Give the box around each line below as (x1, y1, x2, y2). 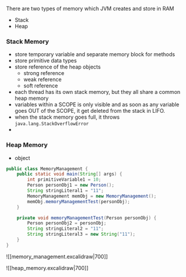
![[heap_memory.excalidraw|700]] (6, 264, 89, 271)
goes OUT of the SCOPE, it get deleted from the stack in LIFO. (14, 107, 165, 115)
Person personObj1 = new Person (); (27, 183, 115, 188)
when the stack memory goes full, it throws (14, 113, 120, 120)
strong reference (23, 70, 65, 77)
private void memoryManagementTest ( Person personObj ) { (16, 215, 157, 221)
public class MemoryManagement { (6, 165, 88, 172)
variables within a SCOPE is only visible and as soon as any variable (14, 101, 180, 108)
